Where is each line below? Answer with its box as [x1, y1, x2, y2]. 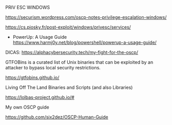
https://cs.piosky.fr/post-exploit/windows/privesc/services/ [5, 24, 131, 30]
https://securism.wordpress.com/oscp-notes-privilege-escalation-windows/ [5, 14, 167, 20]
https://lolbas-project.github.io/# [5, 94, 74, 100]
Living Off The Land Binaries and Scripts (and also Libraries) [5, 84, 133, 90]
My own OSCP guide [5, 104, 50, 110]
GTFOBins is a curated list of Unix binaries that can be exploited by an [5, 59, 154, 65]
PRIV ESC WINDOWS [5, 5, 50, 10]
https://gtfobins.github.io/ [5, 74, 60, 81]
